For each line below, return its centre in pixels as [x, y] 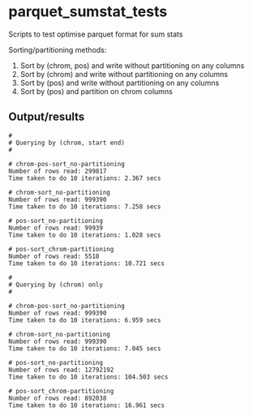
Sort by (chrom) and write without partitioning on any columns [124, 74]
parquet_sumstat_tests [88, 12]
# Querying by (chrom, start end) [67, 143]
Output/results [47, 117]
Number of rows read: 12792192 [61, 370]
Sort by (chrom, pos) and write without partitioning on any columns [132, 65]
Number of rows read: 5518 [54, 256]
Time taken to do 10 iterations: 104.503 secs [88, 377]
